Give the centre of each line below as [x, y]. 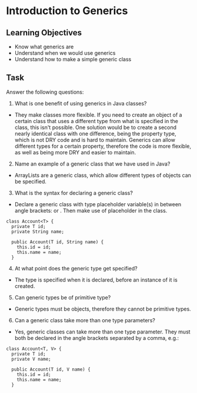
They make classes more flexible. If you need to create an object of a [98, 115]
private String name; [38, 232]
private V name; [31, 359]
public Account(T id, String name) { [58, 242]
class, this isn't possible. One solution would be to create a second [96, 127]
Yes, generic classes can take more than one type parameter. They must [102, 332]
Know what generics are [44, 47]
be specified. [31, 181]
